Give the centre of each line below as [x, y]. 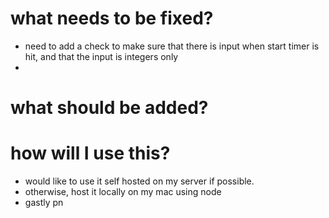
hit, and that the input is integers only [101, 56]
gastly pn [44, 203]
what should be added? [109, 108]
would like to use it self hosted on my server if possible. [139, 181]
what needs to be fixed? [112, 18]
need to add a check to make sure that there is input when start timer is [172, 46]
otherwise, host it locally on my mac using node [123, 192]
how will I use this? [90, 153]
